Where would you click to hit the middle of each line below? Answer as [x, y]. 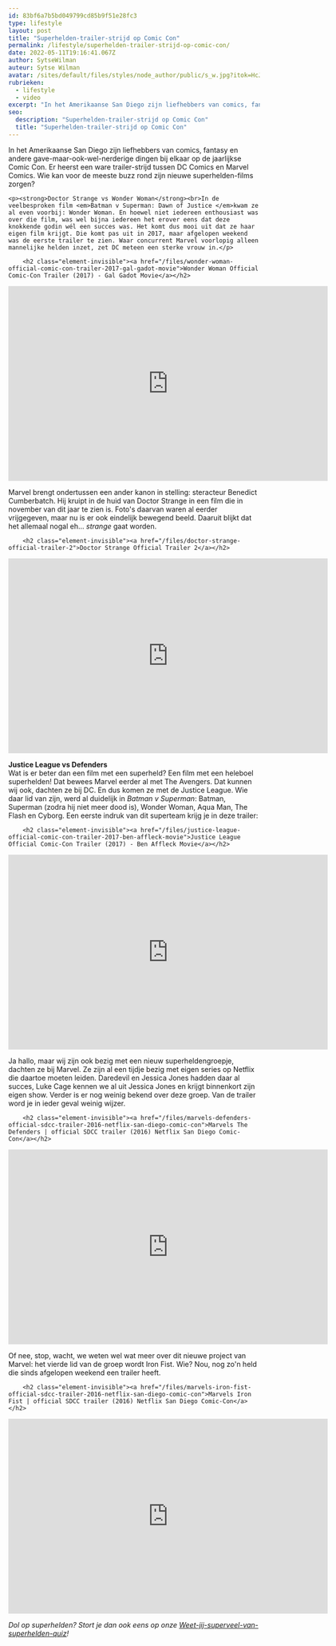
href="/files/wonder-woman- [187, 261]
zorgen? [22, 184]
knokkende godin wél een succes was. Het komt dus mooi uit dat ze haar [132, 226]
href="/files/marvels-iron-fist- [196, 1387]
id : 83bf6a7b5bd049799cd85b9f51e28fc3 [73, 16]
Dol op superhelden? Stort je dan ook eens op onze [93, 1624]
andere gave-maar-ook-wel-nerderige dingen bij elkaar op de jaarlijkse [125, 158]
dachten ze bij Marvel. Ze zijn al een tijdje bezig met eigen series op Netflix [132, 1069]
